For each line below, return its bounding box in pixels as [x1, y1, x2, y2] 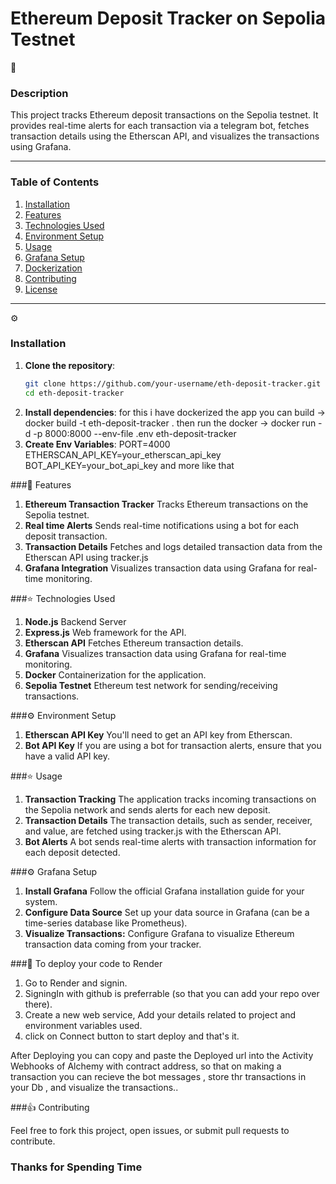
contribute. [10, 1135, 56, 1147]
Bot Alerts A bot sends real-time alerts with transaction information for [24, 835, 317, 847]
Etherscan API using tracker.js [24, 551, 149, 563]
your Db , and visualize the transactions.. [10, 1081, 179, 1093]
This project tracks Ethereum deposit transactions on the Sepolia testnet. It [10, 109, 319, 121]
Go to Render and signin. [24, 977, 128, 989]
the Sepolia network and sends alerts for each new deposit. [24, 803, 271, 816]
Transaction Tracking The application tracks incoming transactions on [24, 793, 317, 805]
